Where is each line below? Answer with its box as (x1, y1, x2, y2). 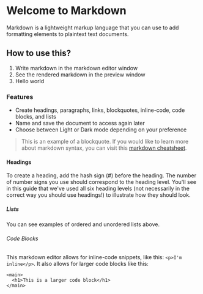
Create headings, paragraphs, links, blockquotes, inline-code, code (15, 106, 185, 114)
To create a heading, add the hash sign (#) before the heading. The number (6, 172, 197, 179)
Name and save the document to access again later (15, 120, 145, 127)
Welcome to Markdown (6, 4, 127, 18)
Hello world (15, 77, 45, 84)
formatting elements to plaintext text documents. (6, 30, 129, 37)
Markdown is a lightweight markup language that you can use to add (6, 24, 179, 31)
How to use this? (6, 48, 72, 59)
